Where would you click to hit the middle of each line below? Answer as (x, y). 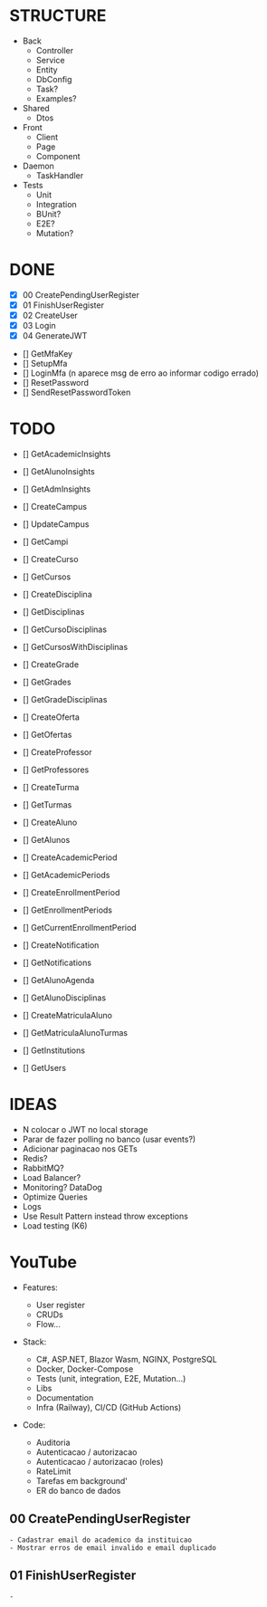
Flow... (48, 1324)
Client (47, 137)
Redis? (35, 1159)
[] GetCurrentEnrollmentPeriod (80, 928)
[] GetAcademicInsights (67, 454)
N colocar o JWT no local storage (85, 1130)
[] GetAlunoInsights (58, 472)
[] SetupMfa (45, 364)
